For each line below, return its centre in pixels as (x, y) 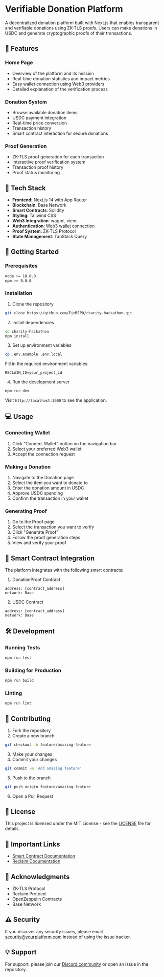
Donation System (26, 102)
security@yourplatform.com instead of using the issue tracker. (68, 937)
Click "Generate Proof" (35, 532)
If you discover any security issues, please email (54, 931)
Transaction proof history (38, 167)
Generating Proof (26, 511)
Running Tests (23, 647)
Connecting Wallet (28, 433)
